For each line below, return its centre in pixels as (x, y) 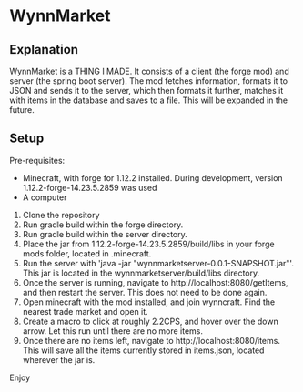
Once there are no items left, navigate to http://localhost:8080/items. (151, 340)
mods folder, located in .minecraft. (87, 253)
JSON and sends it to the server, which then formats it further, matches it (146, 90)
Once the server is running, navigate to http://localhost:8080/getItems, (155, 282)
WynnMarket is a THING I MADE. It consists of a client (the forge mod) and (149, 71)
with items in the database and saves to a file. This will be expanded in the (149, 100)
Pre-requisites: (37, 160)
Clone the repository (61, 215)
